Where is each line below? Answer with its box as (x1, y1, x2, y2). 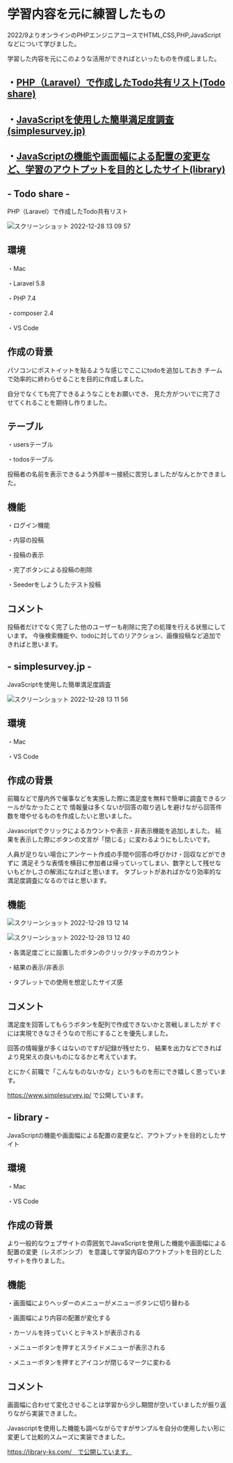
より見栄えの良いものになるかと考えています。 (7, 1052, 140, 1061)
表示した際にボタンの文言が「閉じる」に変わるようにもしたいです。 (19, 835, 214, 844)
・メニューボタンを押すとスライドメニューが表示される (7, 1344, 166, 1352)
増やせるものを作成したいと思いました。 (19, 811, 136, 821)
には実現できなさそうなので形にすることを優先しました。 (7, 1029, 172, 1038)
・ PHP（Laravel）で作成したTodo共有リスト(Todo (7, 77, 226, 89)
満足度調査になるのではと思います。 (7, 876, 111, 885)
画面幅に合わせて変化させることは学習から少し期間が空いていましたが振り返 (7, 1401, 227, 1409)
